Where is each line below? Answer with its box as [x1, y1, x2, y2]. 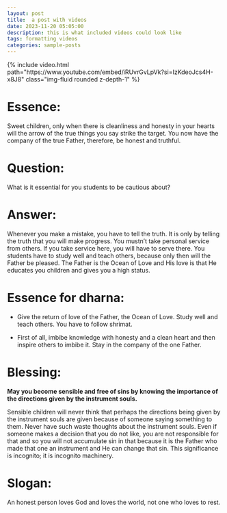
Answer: [7, 207, 57, 223]
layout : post [7, 10, 44, 17]
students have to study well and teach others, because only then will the [7, 251, 211, 260]
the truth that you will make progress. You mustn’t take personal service [7, 237, 210, 245]
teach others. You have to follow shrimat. [16, 320, 133, 328]
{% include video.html [7, 61, 70, 68]
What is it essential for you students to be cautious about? [7, 183, 171, 191]
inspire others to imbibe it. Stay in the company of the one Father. [16, 340, 202, 349]
